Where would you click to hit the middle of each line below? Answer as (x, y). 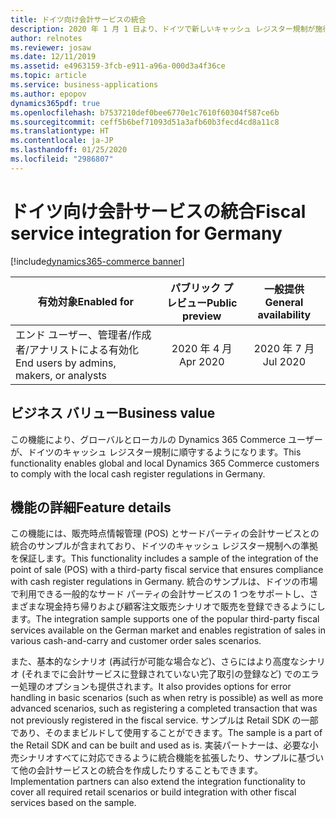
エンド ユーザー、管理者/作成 (83, 334)
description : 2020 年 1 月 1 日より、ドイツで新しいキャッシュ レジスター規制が (163, 29)
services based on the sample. (73, 803)
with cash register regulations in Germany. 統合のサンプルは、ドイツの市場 (164, 582)
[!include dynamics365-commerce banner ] (97, 261)
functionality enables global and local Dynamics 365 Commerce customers (165, 463)
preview (202, 316)
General (284, 302)
